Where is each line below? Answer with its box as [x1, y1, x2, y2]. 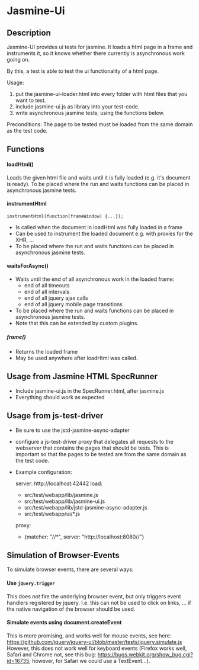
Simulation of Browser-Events [7, 550, 120, 560]
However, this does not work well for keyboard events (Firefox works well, [7, 645, 187, 652]
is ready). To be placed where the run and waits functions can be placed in [7, 180, 190, 187]
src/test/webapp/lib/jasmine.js [24, 491, 98, 498]
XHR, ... [15, 236, 34, 243]
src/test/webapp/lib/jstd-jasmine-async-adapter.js [24, 504, 147, 511]
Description [7, 28, 51, 38]
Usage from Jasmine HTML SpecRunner [7, 371, 158, 382]
